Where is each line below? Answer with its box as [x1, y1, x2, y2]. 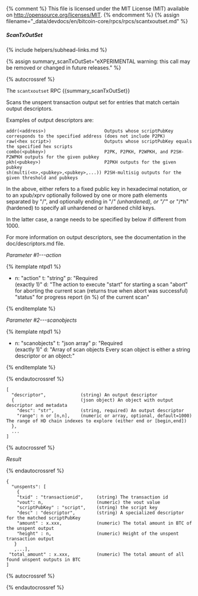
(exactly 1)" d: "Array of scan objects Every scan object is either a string [14, 346, 191, 353]
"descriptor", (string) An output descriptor [11, 392, 158, 398]
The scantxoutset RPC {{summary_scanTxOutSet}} [6, 87, 130, 94]
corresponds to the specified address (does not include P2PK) [6, 133, 166, 139]
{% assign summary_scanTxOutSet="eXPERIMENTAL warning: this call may [6, 58, 191, 65]
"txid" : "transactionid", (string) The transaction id [17, 494, 168, 500]
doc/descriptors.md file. [6, 240, 65, 247]
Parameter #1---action [6, 251, 62, 258]
